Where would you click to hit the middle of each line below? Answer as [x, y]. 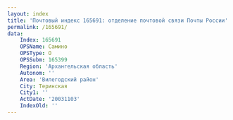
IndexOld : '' [39, 106]
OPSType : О [36, 54]
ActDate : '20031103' [50, 100]
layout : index [28, 14]
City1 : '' [34, 92]
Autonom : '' [37, 73]
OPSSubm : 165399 [44, 60]
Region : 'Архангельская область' [69, 66]
